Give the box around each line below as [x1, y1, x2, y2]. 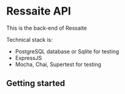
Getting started [6, 78, 66, 89]
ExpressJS [15, 54, 42, 61]
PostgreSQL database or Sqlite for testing [15, 47, 120, 55]
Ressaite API [6, 4, 72, 18]
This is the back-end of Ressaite [6, 24, 87, 32]
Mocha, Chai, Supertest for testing [15, 61, 101, 68]
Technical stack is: [6, 36, 53, 43]
